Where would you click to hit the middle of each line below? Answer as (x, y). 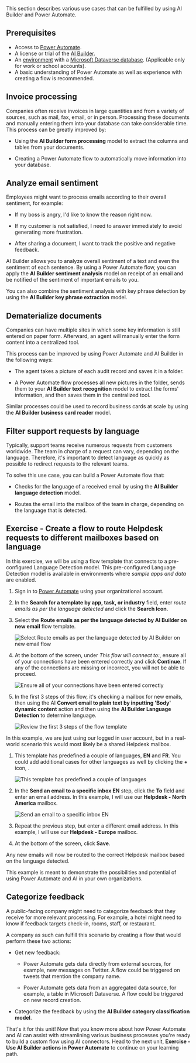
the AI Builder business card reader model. (59, 413)
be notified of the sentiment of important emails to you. (73, 280)
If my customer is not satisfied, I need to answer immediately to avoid (98, 226)
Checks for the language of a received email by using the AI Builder (96, 487)
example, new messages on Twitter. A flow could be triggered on (102, 970)
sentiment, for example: (35, 203)
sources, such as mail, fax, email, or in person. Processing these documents (98, 117)
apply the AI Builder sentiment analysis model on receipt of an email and (94, 274)
